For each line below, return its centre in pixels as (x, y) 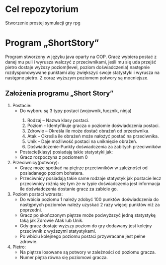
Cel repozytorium (42, 9)
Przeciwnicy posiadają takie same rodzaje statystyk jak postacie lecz (90, 178)
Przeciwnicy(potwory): (36, 162)
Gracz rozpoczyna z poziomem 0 (54, 157)
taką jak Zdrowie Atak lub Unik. (51, 220)
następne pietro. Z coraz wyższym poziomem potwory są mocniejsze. (77, 77)
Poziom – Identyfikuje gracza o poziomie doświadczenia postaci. (93, 126)
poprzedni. (31, 210)
